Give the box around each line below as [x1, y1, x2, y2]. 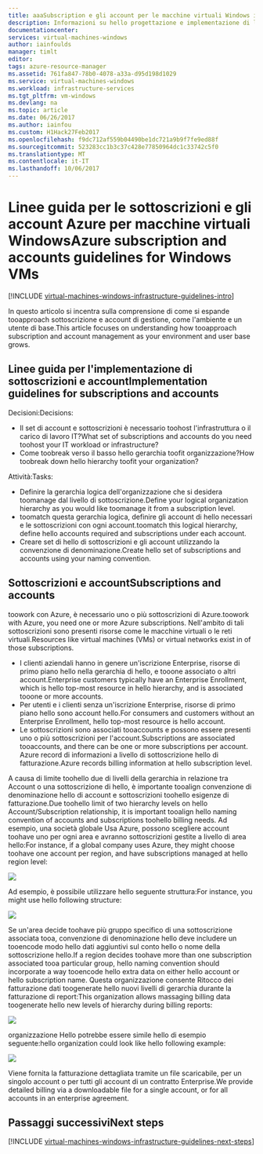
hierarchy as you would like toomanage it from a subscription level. [19, 503, 236, 513]
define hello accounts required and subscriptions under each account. [19, 528, 247, 538]
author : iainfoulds [8, 41, 72, 49]
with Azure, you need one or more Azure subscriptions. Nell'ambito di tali [8, 618, 244, 627]
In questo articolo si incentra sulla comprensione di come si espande [8, 306, 230, 316]
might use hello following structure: [8, 895, 122, 904]
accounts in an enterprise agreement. [8, 1093, 129, 1103]
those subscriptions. [8, 643, 74, 652]
